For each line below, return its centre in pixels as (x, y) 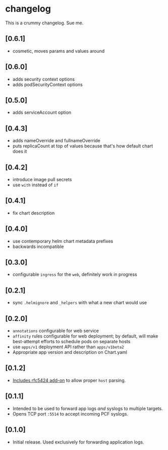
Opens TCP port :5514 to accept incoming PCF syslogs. (70, 414)
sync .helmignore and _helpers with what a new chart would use (80, 303)
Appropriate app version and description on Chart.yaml (70, 352)
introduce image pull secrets (42, 179)
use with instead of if (36, 185)
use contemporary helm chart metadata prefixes (63, 241)
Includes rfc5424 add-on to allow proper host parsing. (69, 380)
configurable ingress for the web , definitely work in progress (75, 274)
